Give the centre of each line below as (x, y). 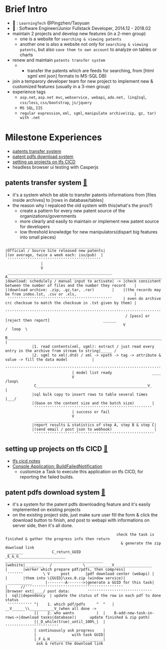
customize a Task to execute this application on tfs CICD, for (82, 471)
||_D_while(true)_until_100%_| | (70, 622)
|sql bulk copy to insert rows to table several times (90, 394)
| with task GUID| (70, 635)
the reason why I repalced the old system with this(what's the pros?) (83, 205)
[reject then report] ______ (61, 320)
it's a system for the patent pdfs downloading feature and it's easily (81, 505)
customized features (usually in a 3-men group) (61, 86)
